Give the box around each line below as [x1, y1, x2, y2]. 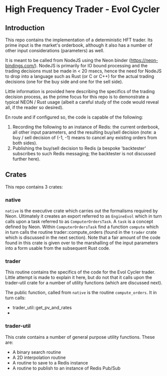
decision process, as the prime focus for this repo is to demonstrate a [5, 94, 149, 100]
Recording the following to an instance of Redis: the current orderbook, [12, 124, 159, 130]
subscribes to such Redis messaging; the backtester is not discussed [12, 151, 156, 156]
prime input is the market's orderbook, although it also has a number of [5, 42, 152, 48]
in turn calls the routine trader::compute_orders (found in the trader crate [5, 229, 157, 235]
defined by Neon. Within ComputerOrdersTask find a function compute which [5, 224, 159, 230]
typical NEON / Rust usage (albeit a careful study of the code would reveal [5, 99, 159, 105]
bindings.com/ [5, 63, 35, 68]
